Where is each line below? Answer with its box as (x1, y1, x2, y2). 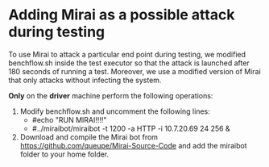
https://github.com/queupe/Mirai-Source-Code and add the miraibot (19, 140, 247, 150)
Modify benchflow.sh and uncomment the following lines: (19, 106, 211, 116)
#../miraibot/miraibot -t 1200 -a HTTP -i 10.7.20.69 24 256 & (31, 123, 231, 133)
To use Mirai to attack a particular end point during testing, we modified (8, 49, 246, 59)
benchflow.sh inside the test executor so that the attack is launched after (8, 58, 250, 68)
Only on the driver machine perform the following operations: (8, 90, 213, 100)
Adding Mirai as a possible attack (8, 6, 235, 24)
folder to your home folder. (19, 149, 110, 159)
